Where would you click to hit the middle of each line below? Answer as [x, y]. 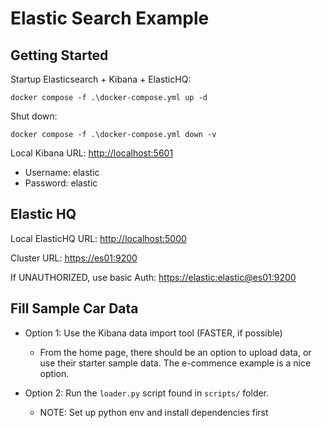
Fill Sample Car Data [74, 308]
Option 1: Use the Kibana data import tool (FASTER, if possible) [153, 333]
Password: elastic [61, 183]
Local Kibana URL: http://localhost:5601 [92, 153]
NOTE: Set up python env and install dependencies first [154, 412]
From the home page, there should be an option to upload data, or [175, 352]
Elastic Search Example [110, 18]
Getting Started [59, 55]
